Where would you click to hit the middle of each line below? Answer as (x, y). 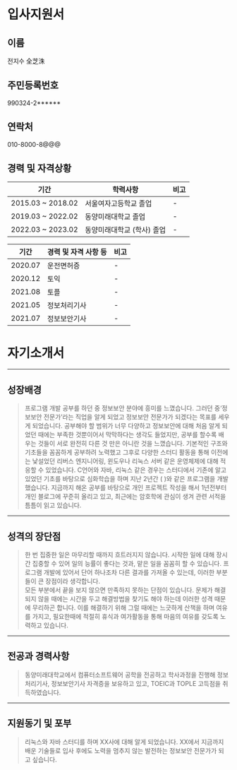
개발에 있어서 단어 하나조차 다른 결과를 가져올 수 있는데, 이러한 (129, 572)
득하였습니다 (42, 692)
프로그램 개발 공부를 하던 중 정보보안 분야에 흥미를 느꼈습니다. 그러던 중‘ (123, 408)
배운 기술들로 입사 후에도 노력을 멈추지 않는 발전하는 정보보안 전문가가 (121, 750)
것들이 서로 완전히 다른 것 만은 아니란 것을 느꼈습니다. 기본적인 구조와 (133, 444)
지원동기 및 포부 (39, 724)
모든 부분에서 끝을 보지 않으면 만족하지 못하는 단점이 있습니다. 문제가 (119, 590)
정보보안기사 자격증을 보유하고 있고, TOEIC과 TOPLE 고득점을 (136, 683)
